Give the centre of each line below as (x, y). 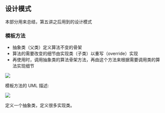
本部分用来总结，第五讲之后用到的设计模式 (49, 22)
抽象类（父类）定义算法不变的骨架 (47, 47)
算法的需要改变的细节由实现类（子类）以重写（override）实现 (75, 54)
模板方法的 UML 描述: (27, 86)
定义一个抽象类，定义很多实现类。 (40, 106)
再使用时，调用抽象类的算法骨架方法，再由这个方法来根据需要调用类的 (84, 60)
